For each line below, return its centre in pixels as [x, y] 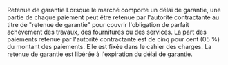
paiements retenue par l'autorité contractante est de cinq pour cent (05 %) [113, 39]
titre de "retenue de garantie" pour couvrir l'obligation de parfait [98, 25]
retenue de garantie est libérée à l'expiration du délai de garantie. [100, 54]
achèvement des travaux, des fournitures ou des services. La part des [107, 32]
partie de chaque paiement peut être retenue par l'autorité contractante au [113, 17]
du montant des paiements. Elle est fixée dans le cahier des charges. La [110, 47]
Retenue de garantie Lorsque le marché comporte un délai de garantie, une [114, 10]
